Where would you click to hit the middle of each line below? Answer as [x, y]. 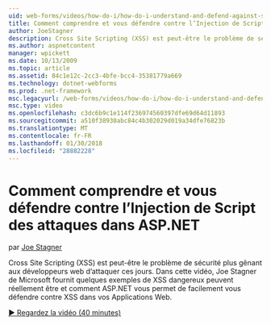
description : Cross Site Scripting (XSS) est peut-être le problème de [131, 38]
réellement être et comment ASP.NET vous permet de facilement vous [125, 289]
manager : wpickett [39, 53]
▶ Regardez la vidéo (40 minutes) [65, 313]
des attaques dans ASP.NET [104, 225]
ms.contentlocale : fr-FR [50, 135]
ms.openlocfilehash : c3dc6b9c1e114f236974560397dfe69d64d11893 [117, 114]
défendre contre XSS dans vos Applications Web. [90, 297]
